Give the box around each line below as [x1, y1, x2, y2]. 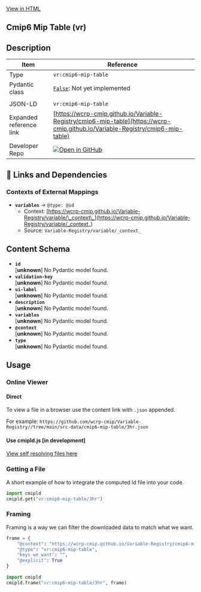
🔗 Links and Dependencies [6, 170, 108, 180]
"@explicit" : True [17, 557, 63, 564]
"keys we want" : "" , [17, 552, 68, 558]
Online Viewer [6, 378, 48, 386]
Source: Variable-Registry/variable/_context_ [23, 226, 142, 234]
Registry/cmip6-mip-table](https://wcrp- [53, 117, 172, 125]
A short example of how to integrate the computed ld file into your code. [6, 479, 184, 486]
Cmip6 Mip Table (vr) [6, 22, 87, 32]
